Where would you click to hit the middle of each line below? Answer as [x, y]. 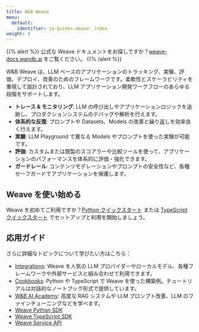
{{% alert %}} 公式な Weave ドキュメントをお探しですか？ [77, 52]
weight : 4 [18, 34]
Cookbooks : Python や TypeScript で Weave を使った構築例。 [91, 281]
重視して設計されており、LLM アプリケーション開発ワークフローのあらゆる [98, 86]
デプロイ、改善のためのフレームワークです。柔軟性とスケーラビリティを [105, 79]
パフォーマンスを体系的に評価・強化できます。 [93, 159]
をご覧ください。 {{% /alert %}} [83, 59]
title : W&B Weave [28, 12]
